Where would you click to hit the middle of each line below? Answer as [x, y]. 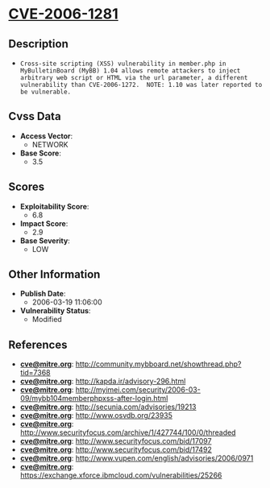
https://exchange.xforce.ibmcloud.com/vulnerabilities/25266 [121, 475]
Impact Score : [44, 223]
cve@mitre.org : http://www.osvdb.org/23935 [96, 416]
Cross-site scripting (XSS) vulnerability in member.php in [123, 64]
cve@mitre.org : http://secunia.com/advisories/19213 [108, 407]
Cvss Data [35, 116]
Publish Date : [43, 294]
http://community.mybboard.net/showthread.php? [158, 364]
